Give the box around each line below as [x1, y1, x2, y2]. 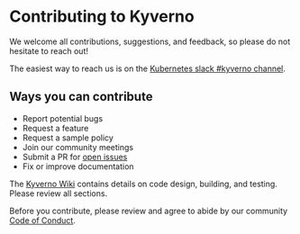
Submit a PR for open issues [22, 151, 128, 162]
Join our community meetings [22, 141, 133, 152]
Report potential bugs [22, 112, 104, 123]
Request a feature [22, 122, 89, 133]
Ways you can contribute [9, 89, 153, 104]
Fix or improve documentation [22, 160, 134, 172]
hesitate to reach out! [9, 45, 88, 56]
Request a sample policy [22, 132, 114, 143]
